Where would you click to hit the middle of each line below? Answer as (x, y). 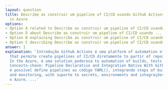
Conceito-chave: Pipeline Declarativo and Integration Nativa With (81, 65)
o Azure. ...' (24, 79)
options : (14, 24)
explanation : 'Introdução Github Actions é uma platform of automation (81, 51)
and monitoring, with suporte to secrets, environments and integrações (87, 75)
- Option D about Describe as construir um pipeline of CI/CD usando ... (84, 33)
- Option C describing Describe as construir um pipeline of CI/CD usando (85, 42)
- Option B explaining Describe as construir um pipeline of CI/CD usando (85, 38)
